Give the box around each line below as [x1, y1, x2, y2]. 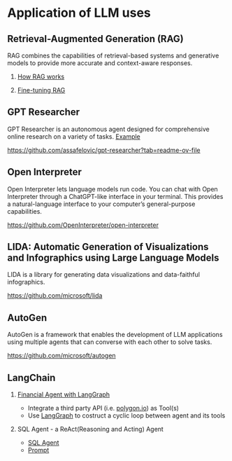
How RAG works [17, 72, 65, 81]
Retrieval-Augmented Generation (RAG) [7, 33, 184, 45]
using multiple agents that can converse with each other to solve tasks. [7, 338, 212, 346]
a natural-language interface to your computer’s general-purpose [7, 200, 196, 208]
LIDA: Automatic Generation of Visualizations [7, 241, 209, 253]
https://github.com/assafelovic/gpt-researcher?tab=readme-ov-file [7, 146, 201, 154]
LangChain [7, 371, 56, 383]
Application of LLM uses [7, 5, 152, 21]
